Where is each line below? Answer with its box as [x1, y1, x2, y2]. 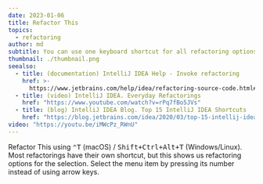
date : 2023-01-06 [8, 11, 65, 20]
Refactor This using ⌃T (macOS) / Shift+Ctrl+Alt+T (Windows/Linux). [8, 142, 243, 151]
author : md [8, 41, 44, 49]
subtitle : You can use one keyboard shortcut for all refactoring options [8, 48, 258, 56]
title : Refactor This [8, 19, 79, 27]
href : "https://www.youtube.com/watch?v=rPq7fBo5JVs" [22, 99, 201, 106]
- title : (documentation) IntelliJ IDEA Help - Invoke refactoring [15, 70, 240, 78]
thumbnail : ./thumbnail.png [8, 56, 100, 63]
